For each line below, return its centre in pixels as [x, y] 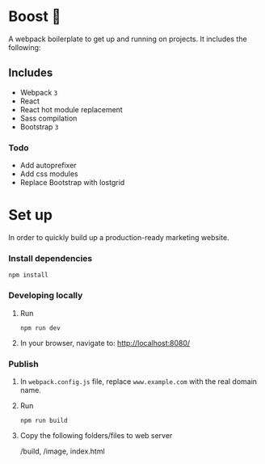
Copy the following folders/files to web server [96, 435]
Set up [30, 215]
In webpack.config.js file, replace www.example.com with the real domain [138, 381]
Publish [23, 364]
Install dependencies [50, 258]
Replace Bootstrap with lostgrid [72, 183]
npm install [28, 275]
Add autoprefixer [48, 166]
